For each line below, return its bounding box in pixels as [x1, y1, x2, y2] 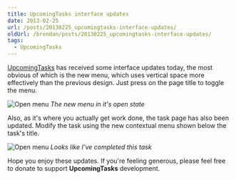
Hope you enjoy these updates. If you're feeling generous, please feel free [7, 156, 226, 165]
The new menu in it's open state [50, 100, 145, 108]
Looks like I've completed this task [50, 143, 152, 151]
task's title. [7, 129, 40, 137]
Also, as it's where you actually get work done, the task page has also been [7, 114, 230, 122]
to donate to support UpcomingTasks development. [7, 164, 160, 172]
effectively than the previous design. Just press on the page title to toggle [7, 79, 225, 86]
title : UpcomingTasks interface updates [7, 10, 130, 18]
